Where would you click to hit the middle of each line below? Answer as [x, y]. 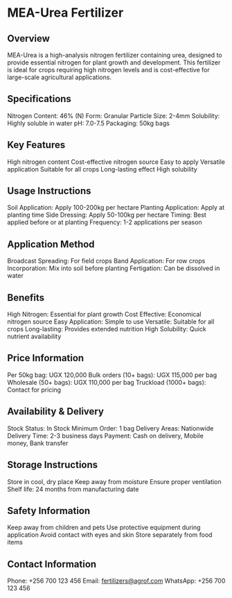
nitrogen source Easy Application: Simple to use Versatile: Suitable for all [111, 322]
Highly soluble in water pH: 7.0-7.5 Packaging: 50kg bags [88, 123]
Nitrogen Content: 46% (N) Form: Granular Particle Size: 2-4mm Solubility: [114, 115]
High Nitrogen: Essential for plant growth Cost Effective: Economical [105, 315]
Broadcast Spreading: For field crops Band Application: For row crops [106, 261]
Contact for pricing [34, 390]
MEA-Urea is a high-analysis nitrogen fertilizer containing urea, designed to [115, 55]
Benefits [26, 298]
